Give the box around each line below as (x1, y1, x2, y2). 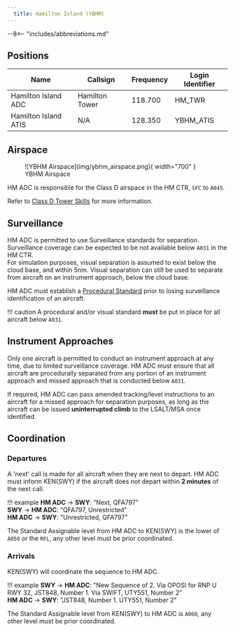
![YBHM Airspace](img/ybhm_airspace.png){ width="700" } (24, 163, 197, 171)
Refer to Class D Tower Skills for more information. (7, 197, 153, 205)
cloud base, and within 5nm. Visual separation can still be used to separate (7, 266, 224, 274)
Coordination (7, 432, 66, 445)
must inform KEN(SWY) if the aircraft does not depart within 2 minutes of (7, 477, 219, 486)
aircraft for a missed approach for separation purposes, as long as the (7, 397, 209, 406)
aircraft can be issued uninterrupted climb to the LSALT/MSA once (7, 404, 201, 413)
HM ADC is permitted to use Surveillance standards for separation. (7, 236, 199, 245)
